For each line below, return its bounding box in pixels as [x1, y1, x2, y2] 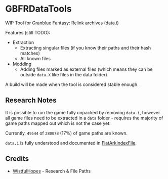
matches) [20, 50, 40, 56]
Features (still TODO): [5, 29, 51, 35]
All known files [20, 55, 51, 61]
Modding [12, 61, 32, 67]
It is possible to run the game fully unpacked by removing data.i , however [5, 109, 160, 115]
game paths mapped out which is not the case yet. [5, 120, 111, 126]
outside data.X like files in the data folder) [20, 71, 107, 77]
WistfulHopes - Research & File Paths [12, 168, 91, 174]
